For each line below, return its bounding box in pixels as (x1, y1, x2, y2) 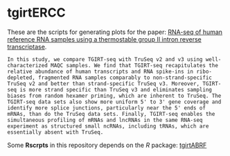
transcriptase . (7, 42, 47, 51)
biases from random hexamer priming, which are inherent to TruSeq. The (7, 92, 222, 99)
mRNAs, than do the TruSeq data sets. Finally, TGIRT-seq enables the (7, 110, 215, 117)
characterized (7, 62, 48, 69)
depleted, (7, 74, 36, 81)
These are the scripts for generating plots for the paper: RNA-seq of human (7, 28, 223, 36)
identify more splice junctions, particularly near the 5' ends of (7, 104, 206, 112)
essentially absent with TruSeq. (7, 128, 104, 136)
